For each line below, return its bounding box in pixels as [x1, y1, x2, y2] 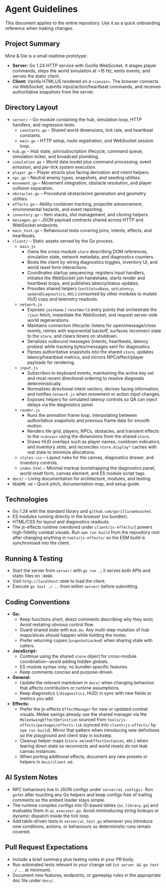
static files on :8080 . [12, 573, 54, 579]
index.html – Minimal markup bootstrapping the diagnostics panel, [19, 465, 156, 471]
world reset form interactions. [27, 264, 88, 270]
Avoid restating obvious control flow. [19, 622, 95, 627]
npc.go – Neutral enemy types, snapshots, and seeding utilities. [12, 174, 141, 180]
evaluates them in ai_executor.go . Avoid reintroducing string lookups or [12, 807, 159, 813]
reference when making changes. [5, 25, 74, 31]
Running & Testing [5, 554, 63, 563]
